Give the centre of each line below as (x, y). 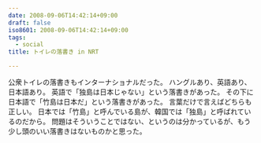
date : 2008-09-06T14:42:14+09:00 (63, 15)
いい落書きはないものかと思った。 (91, 131)
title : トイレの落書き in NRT (54, 52)
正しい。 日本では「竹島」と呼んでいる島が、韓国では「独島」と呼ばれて (126, 112)
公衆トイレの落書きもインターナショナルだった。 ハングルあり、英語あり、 (130, 82)
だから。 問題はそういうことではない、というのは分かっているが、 (130, 121)
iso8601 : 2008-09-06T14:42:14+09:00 (68, 30)
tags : (17, 37)
